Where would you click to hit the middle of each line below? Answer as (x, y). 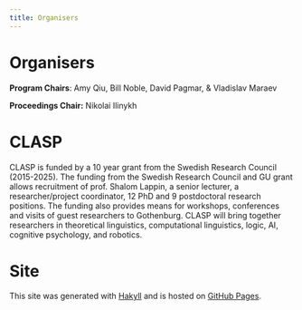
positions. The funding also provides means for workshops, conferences (145, 206)
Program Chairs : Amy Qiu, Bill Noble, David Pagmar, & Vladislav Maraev (143, 88)
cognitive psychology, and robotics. (76, 234)
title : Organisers (44, 18)
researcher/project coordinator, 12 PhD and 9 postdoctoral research (136, 196)
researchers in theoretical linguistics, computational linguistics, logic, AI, (144, 225)
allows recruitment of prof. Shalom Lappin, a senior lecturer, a (124, 186)
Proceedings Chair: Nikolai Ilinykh (73, 105)
